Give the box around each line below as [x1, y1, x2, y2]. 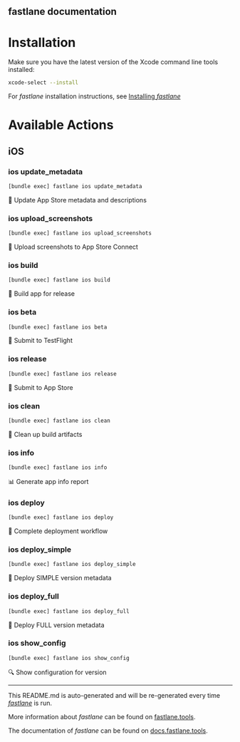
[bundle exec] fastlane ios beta [8, 324, 108, 331]
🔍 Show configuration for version [8, 668, 107, 676]
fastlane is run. [8, 699, 53, 707]
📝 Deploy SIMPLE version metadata [8, 574, 113, 582]
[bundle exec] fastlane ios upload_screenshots [8, 230, 152, 237]
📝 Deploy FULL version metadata [8, 620, 105, 629]
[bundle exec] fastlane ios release [8, 370, 117, 377]
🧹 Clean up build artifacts [8, 430, 83, 438]
